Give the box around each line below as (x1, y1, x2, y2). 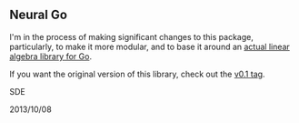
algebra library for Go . (9, 50, 93, 62)
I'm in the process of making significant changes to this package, (9, 31, 254, 42)
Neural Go (9, 7, 68, 23)
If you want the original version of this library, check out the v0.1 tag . (9, 68, 265, 79)
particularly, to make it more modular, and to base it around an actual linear (9, 41, 291, 52)
